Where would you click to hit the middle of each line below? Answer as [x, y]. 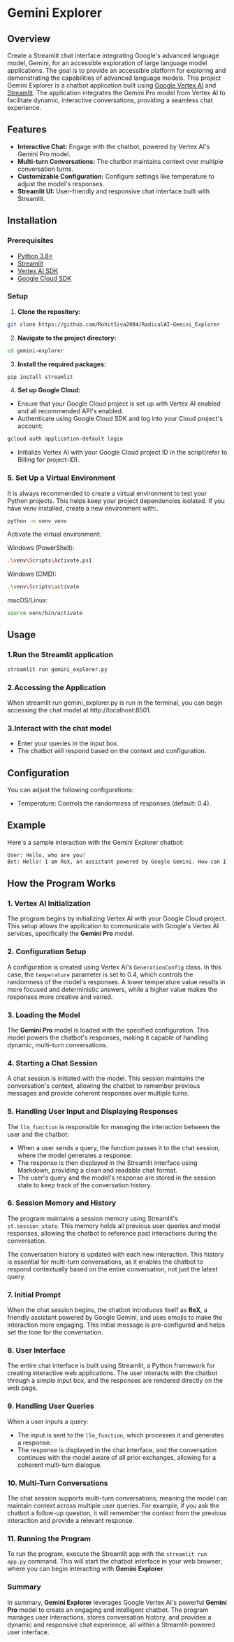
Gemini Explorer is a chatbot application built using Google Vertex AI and [112, 85]
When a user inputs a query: [48, 1421]
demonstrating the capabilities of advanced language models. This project [114, 78]
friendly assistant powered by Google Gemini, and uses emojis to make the [115, 1318]
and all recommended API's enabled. [70, 411]
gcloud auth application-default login [65, 439]
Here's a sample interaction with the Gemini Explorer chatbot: [96, 842]
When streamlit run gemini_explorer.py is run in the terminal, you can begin [115, 703]
